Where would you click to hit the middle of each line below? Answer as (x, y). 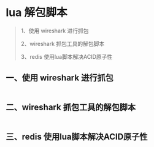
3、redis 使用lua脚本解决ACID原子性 (67, 56)
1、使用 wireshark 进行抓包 (55, 31)
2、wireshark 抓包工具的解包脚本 (63, 43)
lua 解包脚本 (37, 13)
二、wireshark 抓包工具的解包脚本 (71, 107)
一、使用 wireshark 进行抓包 (60, 78)
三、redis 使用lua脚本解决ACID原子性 (77, 136)
